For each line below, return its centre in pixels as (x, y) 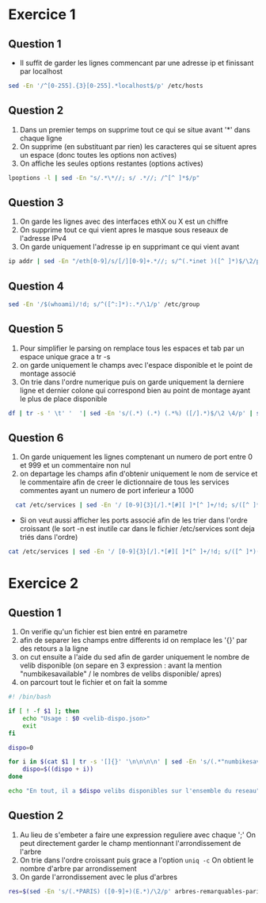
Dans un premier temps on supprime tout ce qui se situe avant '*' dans (135, 129)
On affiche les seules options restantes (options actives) (111, 163)
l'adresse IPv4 (43, 239)
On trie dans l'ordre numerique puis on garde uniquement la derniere (132, 381)
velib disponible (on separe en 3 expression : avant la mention (121, 666)
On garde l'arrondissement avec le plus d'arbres (99, 877)
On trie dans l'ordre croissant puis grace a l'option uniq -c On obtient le (137, 860)
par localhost (41, 71)
